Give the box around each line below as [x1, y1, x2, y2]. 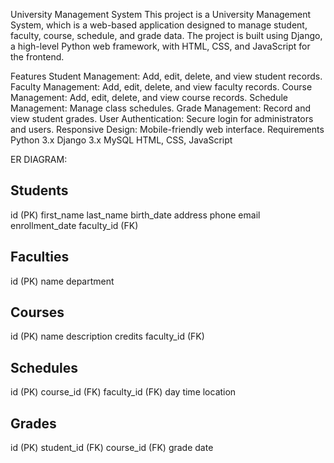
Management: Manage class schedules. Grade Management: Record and [10, 102, 312, 114]
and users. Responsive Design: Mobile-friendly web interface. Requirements [10, 124, 325, 135]
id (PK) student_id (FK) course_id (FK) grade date [10, 442, 214, 454]
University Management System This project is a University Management [10, 9, 312, 20]
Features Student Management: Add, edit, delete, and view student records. [10, 70, 323, 82]
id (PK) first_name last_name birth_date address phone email [10, 209, 261, 221]
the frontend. [10, 51, 65, 63]
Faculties [10, 249, 70, 266]
